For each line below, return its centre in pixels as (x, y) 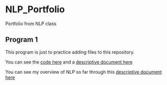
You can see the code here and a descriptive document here (69, 62)
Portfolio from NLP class (31, 24)
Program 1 (22, 40)
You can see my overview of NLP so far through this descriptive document (83, 72)
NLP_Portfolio (35, 9)
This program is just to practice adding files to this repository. (70, 52)
